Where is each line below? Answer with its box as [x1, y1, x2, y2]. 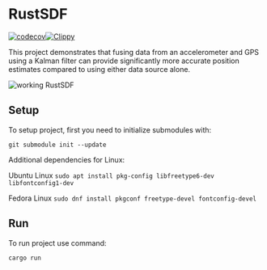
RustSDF [8, 5, 68, 23]
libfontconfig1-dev [8, 179, 74, 187]
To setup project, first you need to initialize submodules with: [8, 124, 212, 134]
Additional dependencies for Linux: [8, 154, 125, 164]
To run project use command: [8, 238, 107, 247]
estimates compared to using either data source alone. [8, 64, 191, 74]
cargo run [8, 254, 42, 262]
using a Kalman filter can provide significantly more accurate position [8, 56, 240, 65]
